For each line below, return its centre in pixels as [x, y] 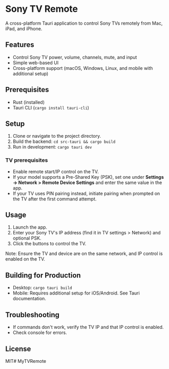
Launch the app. [30, 227]
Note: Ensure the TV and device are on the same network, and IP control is [84, 254]
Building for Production [43, 275]
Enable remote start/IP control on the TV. [56, 171]
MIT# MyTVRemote [26, 361]
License [18, 349]
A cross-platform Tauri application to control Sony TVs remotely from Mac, [84, 23]
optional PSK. [27, 238]
